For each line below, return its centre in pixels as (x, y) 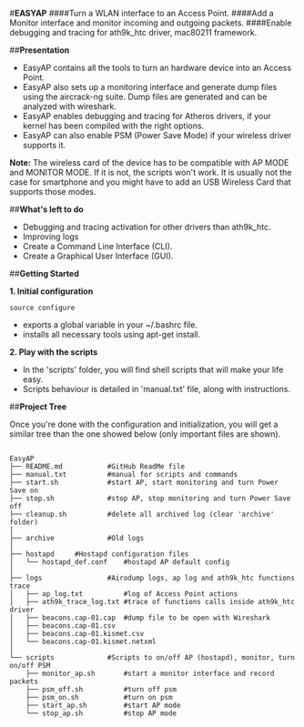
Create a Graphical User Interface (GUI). (98, 256)
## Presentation (40, 50)
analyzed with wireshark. (69, 106)
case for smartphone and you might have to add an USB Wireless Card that (150, 182)
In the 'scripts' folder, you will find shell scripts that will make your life (153, 369)
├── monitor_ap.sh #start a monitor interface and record (150, 673)
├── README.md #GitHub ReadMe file (97, 467)
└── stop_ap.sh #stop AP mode (101, 713)
